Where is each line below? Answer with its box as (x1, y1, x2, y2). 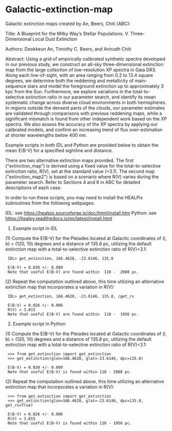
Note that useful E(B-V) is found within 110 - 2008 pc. (7, 369, 132, 375)
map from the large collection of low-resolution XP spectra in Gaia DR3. (5, 67, 157, 73)
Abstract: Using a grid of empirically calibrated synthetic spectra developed (5, 55, 166, 62)
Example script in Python (12, 320, 66, 326)
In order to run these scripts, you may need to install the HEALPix (5, 194, 143, 200)
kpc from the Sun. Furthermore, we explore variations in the (5, 88, 132, 94)
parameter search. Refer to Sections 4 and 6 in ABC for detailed (5, 179, 140, 185)
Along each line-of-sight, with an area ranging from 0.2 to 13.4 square (5, 72, 153, 78)
